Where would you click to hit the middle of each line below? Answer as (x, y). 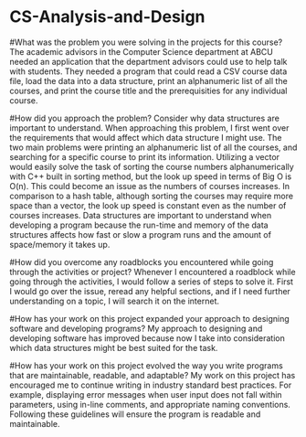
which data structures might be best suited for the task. (114, 347)
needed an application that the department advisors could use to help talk (148, 61)
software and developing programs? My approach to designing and (136, 328)
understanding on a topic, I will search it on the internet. (114, 301)
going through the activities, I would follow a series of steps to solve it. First (152, 282)
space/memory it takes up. (60, 244)
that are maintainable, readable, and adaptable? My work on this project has (153, 375)
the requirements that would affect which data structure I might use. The (146, 137)
